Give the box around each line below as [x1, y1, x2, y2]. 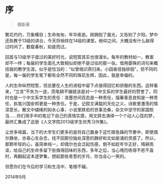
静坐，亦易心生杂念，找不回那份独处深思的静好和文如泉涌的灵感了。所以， [9, 135, 158, 141]
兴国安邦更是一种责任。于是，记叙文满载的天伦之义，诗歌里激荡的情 [21, 100, 158, 107]
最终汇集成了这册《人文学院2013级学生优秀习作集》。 [5, 119, 111, 124]
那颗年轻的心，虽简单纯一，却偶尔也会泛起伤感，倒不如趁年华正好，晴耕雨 [5, 141, 154, 147]
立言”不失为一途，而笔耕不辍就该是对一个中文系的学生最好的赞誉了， [15, 88, 154, 94]
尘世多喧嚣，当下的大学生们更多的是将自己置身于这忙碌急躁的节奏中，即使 [5, 129, 154, 135]
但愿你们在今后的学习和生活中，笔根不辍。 [5, 163, 90, 169]
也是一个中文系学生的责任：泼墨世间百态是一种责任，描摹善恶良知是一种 [9, 94, 154, 100]
